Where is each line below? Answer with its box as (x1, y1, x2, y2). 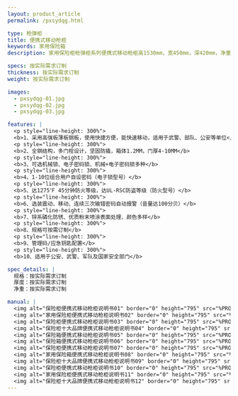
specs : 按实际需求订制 (7, 62, 67, 70)
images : (7, 88, 30, 96)
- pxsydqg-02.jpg (13, 101, 65, 109)
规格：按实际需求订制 (13, 273, 67, 280)
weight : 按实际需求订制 (7, 75, 70, 82)
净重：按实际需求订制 (13, 285, 67, 293)
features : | (7, 121, 42, 128)
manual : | (7, 299, 37, 306)
